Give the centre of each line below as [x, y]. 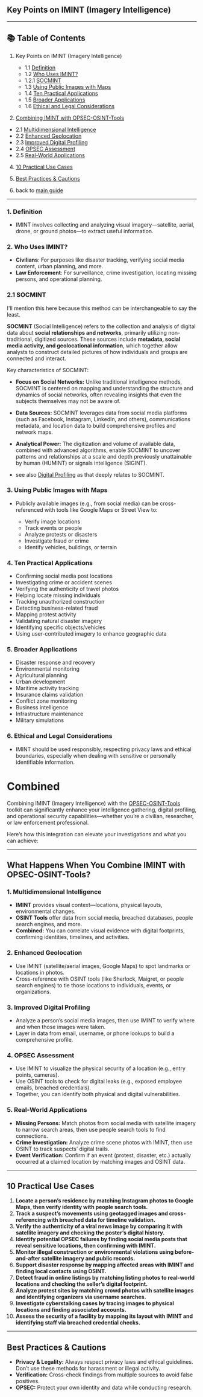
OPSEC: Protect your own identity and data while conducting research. [104, 1388]
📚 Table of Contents [46, 38]
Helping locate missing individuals [58, 595]
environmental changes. [45, 911]
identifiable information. [45, 762]
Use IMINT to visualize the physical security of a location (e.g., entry [100, 1068]
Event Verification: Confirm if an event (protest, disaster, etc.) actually [103, 1155]
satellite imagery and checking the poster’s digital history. [90, 1233]
